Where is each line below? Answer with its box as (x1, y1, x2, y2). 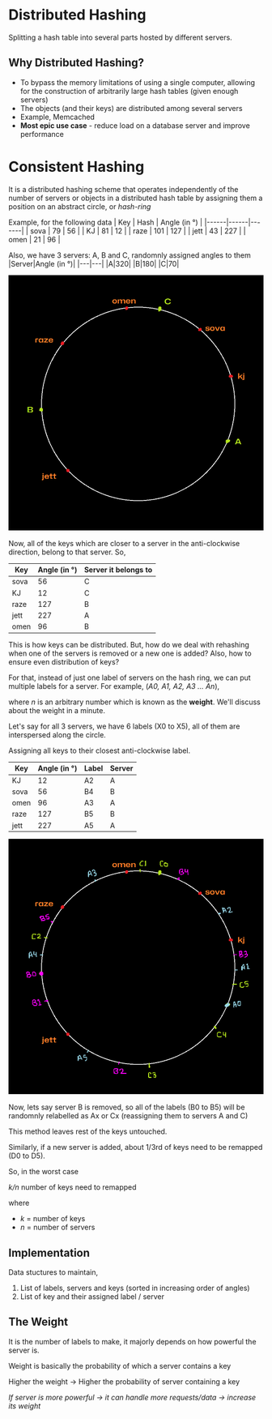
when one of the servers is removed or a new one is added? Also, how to (8, 648, 253, 658)
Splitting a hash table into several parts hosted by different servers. (8, 32, 232, 42)
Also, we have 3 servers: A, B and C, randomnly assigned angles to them (8, 250, 251, 260)
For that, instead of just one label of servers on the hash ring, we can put (8, 673, 251, 682)
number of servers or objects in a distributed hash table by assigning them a (8, 193, 263, 203)
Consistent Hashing (8, 157, 145, 176)
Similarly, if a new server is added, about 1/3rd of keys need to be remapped (8, 1143, 263, 1152)
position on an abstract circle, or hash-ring (8, 201, 151, 212)
